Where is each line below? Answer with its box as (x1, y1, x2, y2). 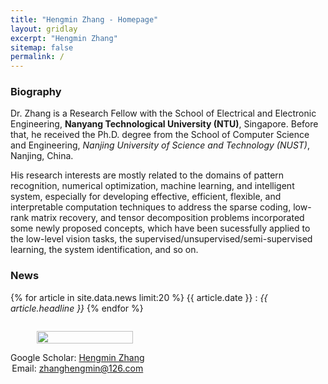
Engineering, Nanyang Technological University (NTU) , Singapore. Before (10, 118, 319, 130)
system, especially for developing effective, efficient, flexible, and (10, 191, 282, 203)
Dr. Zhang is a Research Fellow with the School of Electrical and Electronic (10, 107, 317, 120)
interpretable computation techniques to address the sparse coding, (10, 201, 292, 213)
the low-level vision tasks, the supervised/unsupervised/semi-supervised (10, 233, 313, 245)
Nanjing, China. (10, 150, 74, 162)
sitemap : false (10, 42, 74, 53)
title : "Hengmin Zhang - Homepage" (10, 14, 159, 25)
